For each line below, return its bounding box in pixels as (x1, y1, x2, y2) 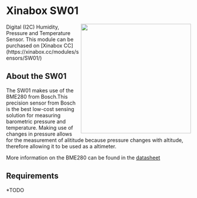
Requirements (6, 171, 59, 181)
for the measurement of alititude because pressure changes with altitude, (6, 136, 184, 144)
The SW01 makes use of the (6, 86, 74, 94)
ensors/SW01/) (6, 54, 42, 61)
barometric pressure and (6, 118, 66, 125)
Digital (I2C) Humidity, (6, 23, 60, 30)
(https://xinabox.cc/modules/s (6, 48, 79, 55)
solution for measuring (6, 112, 61, 119)
